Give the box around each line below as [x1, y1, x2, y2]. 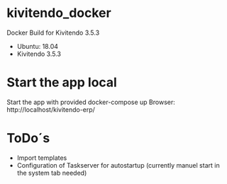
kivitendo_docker [6, 5, 111, 21]
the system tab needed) [16, 168, 87, 177]
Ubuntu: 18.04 [16, 42, 58, 50]
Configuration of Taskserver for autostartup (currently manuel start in [16, 161, 221, 169]
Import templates [16, 154, 67, 162]
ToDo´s [6, 130, 50, 146]
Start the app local [6, 74, 118, 91]
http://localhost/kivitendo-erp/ [6, 105, 95, 114]
